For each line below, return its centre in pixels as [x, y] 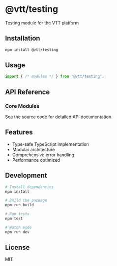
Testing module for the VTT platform [42, 23]
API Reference [28, 92]
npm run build [20, 205]
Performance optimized [36, 160]
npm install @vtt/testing [31, 50]
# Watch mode [18, 227]
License [17, 247]
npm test [14, 219]
